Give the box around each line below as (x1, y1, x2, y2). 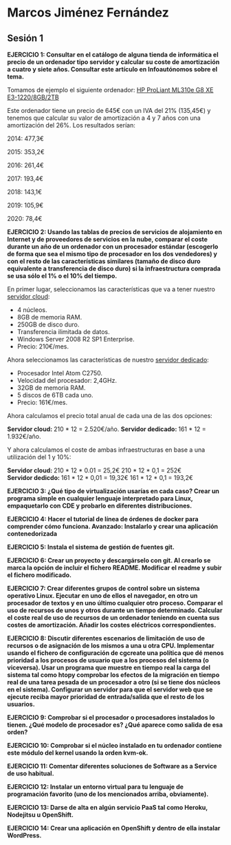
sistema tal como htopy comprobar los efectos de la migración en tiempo (7, 671, 220, 679)
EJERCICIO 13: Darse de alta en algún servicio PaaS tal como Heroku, (7, 804, 208, 811)
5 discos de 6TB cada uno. (16, 391, 93, 399)
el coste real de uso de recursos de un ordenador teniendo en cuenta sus (7, 614, 220, 621)
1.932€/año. (7, 432, 41, 440)
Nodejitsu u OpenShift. (7, 811, 74, 819)
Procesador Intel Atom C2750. (16, 369, 103, 377)
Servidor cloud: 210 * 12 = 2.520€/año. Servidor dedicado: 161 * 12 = (7, 425, 206, 433)
